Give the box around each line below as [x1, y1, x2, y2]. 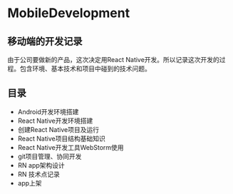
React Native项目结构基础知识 [17, 134, 105, 143]
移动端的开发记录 [7, 35, 83, 47]
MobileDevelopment [7, 5, 130, 21]
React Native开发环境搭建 [17, 116, 93, 125]
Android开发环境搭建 [17, 107, 79, 116]
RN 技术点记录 [17, 170, 61, 178]
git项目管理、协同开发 [17, 152, 82, 160]
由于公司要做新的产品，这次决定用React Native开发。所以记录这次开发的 [7, 56, 219, 63]
